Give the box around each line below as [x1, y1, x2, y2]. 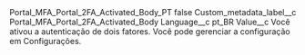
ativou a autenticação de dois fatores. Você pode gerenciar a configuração [9, 26, 290, 37]
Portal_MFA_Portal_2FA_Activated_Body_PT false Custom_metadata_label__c [9, 7, 297, 17]
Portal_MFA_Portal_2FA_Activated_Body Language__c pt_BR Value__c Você [9, 16, 290, 27]
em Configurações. [9, 36, 82, 46]
